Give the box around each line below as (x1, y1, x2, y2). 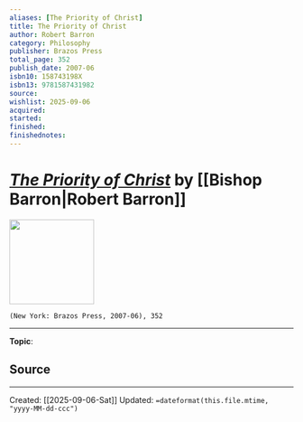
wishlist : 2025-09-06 (9, 97, 91, 107)
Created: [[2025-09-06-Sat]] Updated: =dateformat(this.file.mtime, (9, 394, 269, 405)
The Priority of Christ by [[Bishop (9, 170, 263, 191)
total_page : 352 (9, 55, 70, 64)
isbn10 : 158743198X (9, 72, 83, 81)
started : (9, 114, 42, 123)
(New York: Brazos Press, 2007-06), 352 (9, 311, 164, 321)
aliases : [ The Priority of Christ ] (9, 13, 143, 23)
